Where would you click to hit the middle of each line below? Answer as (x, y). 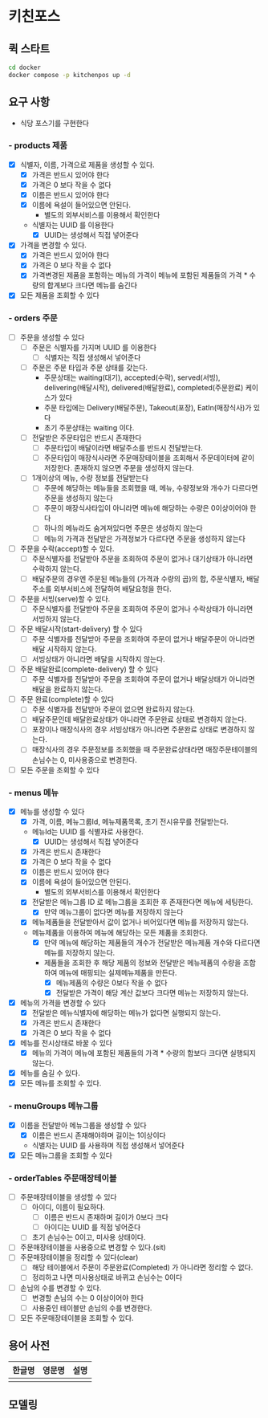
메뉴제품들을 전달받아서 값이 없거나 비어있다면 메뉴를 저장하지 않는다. (140, 922)
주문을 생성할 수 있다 (52, 337)
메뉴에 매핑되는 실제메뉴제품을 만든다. (118, 972)
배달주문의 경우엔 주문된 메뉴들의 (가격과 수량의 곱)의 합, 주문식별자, (138, 578)
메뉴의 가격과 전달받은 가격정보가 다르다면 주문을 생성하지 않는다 (145, 538)
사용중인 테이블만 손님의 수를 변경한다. (92, 1308)
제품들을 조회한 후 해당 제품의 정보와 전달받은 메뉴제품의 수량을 (142, 962)
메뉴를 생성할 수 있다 (52, 811)
